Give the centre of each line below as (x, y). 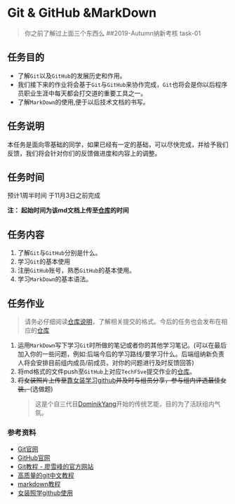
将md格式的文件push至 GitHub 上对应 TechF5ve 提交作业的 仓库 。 (107, 372)
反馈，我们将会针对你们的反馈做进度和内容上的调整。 (84, 153)
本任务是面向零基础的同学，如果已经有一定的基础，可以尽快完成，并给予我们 (118, 144)
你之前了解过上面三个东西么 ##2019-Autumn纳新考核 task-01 (113, 33)
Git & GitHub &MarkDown (82, 13)
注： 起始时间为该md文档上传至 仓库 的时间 (68, 210)
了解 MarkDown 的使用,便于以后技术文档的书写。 (83, 102)
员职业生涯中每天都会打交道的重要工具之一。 (82, 93)
